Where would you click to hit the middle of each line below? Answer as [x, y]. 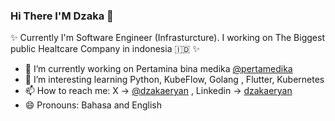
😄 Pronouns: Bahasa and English [93, 105]
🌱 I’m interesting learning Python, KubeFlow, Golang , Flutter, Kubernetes [174, 80]
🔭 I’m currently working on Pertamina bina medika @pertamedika [158, 69]
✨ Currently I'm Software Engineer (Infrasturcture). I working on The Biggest [167, 38]
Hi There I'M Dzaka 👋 [62, 16]
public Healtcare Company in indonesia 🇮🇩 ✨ [105, 49]
